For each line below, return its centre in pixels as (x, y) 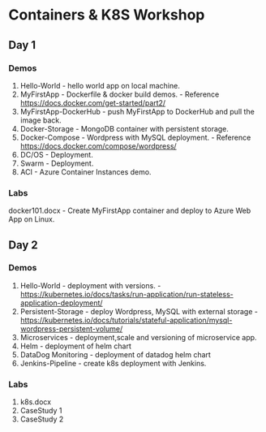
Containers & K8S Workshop (107, 15)
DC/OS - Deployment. (56, 154)
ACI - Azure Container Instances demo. (86, 171)
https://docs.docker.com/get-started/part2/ (93, 102)
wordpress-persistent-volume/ (71, 328)
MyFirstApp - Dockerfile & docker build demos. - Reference (120, 94)
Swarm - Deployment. (57, 163)
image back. (41, 120)
